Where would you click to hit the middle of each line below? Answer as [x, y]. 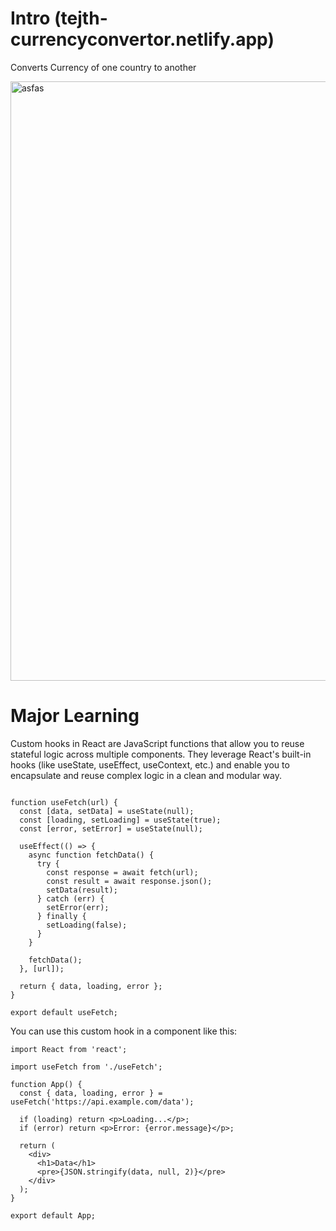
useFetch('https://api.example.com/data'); [102, 1102]
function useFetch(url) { [64, 802]
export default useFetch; [64, 1012]
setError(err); [78, 907]
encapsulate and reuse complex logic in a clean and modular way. [146, 775]
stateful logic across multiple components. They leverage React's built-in [161, 754]
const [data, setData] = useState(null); [107, 811]
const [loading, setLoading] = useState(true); [120, 820]
